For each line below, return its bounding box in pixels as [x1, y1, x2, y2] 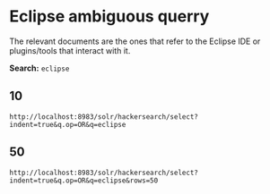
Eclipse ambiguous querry [9, 6, 210, 27]
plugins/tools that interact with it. [9, 45, 131, 55]
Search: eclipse [9, 63, 70, 73]
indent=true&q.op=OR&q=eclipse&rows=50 [9, 176, 159, 185]
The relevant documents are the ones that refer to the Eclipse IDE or [9, 36, 261, 46]
